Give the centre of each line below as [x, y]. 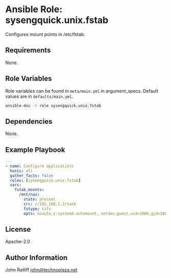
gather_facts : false [32, 176]
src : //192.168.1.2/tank [50, 204]
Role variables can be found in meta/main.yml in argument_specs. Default [82, 91]
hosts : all [21, 171]
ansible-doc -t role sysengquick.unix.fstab [53, 105]
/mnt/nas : [29, 194]
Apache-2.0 [18, 242]
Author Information [36, 257]
